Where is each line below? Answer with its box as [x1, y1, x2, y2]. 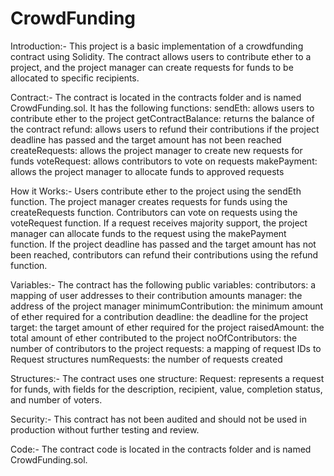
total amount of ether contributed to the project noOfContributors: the [10, 332, 298, 344]
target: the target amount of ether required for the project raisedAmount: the [10, 321, 325, 333]
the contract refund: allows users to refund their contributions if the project [10, 123, 320, 135]
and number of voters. [10, 393, 103, 406]
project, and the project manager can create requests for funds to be [10, 61, 294, 73]
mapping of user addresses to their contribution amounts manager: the [10, 289, 303, 301]
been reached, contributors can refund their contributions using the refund [10, 248, 319, 261]
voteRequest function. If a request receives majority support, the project [10, 217, 308, 229]
